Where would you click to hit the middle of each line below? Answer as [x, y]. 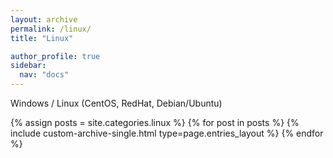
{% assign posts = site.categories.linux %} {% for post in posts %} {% [155, 122]
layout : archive [44, 19]
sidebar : [28, 66]
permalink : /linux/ [51, 29]
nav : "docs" [44, 75]
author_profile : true [55, 56]
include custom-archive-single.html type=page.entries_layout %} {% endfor [167, 133]
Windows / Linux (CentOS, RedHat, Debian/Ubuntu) [116, 103]
